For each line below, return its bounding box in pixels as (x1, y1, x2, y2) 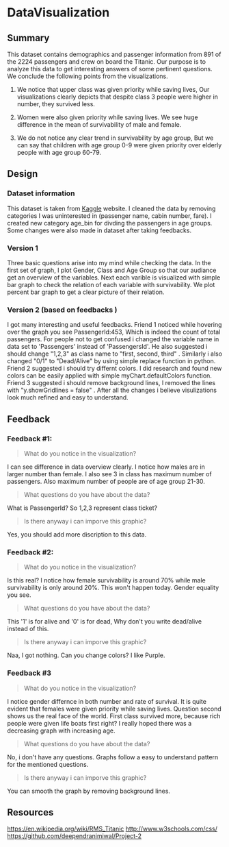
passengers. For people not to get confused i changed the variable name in (7, 335, 219, 343)
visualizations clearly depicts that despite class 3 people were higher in (16, 93, 219, 101)
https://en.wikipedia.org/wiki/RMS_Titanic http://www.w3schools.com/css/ (7, 824, 217, 833)
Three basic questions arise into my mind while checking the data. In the (7, 258, 211, 267)
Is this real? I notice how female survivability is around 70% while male (7, 576, 206, 585)
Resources (7, 807, 54, 818)
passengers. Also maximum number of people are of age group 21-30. (7, 477, 205, 485)
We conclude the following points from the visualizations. (7, 72, 169, 80)
